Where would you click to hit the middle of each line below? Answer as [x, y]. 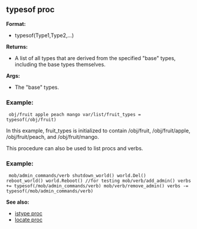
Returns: [17, 47]
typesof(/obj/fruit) [32, 120]
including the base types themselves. [60, 64]
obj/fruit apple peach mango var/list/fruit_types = [75, 115]
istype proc [28, 214]
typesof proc [30, 10]
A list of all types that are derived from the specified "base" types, [95, 58]
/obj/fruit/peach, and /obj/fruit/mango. [52, 137]
